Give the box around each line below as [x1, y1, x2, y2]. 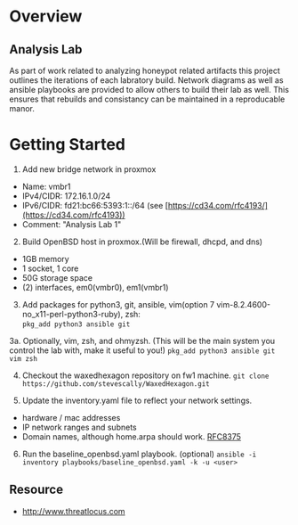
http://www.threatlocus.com [21, 505, 126, 516]
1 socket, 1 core [21, 263, 79, 274]
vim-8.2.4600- [216, 299, 271, 309]
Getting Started [9, 135, 126, 155]
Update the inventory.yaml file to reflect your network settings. [21, 395, 253, 406]
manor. [9, 103, 36, 113]
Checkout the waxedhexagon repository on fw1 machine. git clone [21, 370, 270, 381]
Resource [9, 482, 64, 497]
